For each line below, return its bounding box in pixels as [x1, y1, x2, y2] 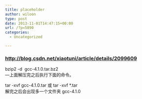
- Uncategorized [9, 35, 43, 40]
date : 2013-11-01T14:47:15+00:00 [5, 21, 73, 26]
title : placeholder [5, 7, 45, 12]
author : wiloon [5, 12, 36, 17]
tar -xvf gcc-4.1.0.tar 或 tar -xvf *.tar [5, 82, 78, 88]
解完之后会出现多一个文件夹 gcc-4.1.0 [5, 89, 81, 95]
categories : [5, 30, 29, 35]
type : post [5, 16, 27, 21]
